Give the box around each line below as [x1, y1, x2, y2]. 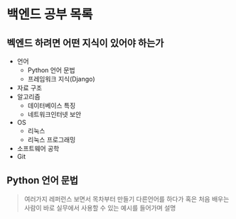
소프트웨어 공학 [16, 145, 60, 152]
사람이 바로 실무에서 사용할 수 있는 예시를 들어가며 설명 [23, 203, 176, 212]
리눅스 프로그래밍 [27, 135, 76, 144]
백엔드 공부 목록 [6, 6, 93, 23]
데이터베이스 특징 [27, 101, 76, 110]
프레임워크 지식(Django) [27, 75, 95, 83]
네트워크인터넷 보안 [27, 111, 82, 118]
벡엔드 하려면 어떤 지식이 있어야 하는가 [6, 37, 164, 49]
